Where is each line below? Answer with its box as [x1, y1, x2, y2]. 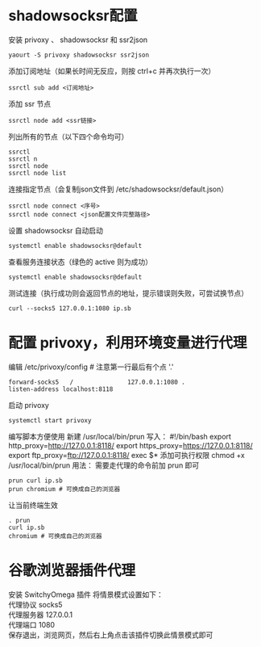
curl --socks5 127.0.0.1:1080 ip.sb [8, 304, 131, 313]
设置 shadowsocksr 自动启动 [8, 225, 103, 235]
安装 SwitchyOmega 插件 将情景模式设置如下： [8, 590, 164, 599]
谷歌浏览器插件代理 [8, 561, 136, 580]
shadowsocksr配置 [8, 6, 139, 25]
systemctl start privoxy [8, 416, 92, 424]
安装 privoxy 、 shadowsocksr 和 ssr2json [8, 35, 148, 44]
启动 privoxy [8, 400, 50, 410]
